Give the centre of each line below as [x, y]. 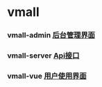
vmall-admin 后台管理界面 [51, 35]
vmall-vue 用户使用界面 [47, 76]
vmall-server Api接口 [43, 56]
